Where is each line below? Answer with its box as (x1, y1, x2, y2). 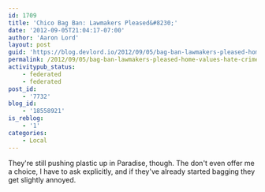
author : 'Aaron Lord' (8, 33, 80, 42)
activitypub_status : (8, 63, 77, 71)
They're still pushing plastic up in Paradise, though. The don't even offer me (8, 158, 255, 168)
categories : (8, 129, 47, 137)
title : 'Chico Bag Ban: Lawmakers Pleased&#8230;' (8, 19, 178, 27)
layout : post (8, 41, 51, 49)
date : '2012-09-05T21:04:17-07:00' (8, 26, 125, 34)
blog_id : (8, 100, 37, 107)
